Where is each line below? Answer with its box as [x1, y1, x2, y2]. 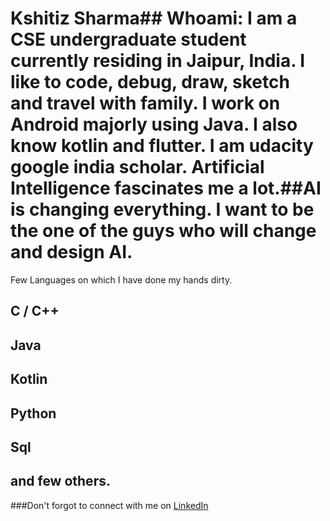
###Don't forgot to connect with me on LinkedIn [10, 499, 209, 511]
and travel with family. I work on [10, 92, 281, 115]
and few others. [10, 473, 111, 490]
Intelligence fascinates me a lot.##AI [10, 177, 322, 200]
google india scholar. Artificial [10, 156, 265, 179]
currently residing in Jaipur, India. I [10, 50, 306, 72]
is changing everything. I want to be [10, 198, 315, 221]
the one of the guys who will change [10, 220, 317, 242]
